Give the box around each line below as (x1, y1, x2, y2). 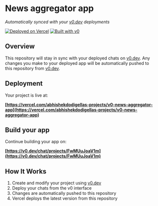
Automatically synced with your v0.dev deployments (5, 19, 110, 25)
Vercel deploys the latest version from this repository (12, 195, 118, 201)
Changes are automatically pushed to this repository (12, 191, 116, 196)
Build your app (5, 126, 50, 134)
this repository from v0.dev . (5, 65, 60, 71)
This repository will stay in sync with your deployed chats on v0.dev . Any (5, 55, 150, 61)
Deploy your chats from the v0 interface (12, 185, 92, 191)
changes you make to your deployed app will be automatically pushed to (5, 60, 149, 66)
